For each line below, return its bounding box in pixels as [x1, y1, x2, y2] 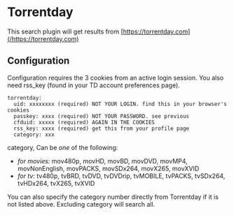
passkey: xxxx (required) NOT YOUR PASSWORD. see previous [13, 112, 190, 119]
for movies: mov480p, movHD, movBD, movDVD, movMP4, [17, 156, 188, 165]
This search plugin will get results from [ [7, 27, 124, 36]
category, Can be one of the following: [7, 143, 118, 151]
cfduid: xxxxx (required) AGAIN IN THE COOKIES [13, 119, 156, 126]
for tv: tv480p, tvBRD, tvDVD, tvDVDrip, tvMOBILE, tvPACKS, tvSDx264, [17, 172, 226, 180]
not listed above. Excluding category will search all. [7, 200, 156, 208]
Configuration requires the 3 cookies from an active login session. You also [7, 73, 224, 82]
